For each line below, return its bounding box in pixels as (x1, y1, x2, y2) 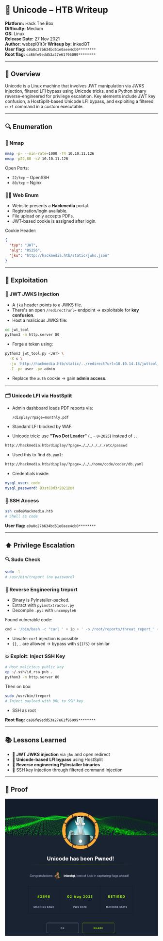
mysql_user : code (5, 480, 40, 485)
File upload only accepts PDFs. (12, 213, 74, 219)
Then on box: (5, 684, 32, 690)
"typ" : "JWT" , (9, 243, 38, 248)
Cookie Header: (5, 228, 36, 233)
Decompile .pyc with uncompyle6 (12, 608, 76, 613)
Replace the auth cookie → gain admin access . (12, 375, 107, 381)
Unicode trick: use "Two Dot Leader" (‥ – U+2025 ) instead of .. (12, 433, 138, 439)
